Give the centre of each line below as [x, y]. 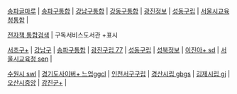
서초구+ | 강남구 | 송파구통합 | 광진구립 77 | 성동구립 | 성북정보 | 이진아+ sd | [114, 50]
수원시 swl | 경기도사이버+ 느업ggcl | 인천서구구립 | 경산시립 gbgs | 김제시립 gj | [119, 74]
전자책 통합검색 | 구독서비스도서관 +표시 [63, 35]
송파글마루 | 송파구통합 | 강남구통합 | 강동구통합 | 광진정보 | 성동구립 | [103, 11]
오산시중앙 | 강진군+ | [37, 83]
